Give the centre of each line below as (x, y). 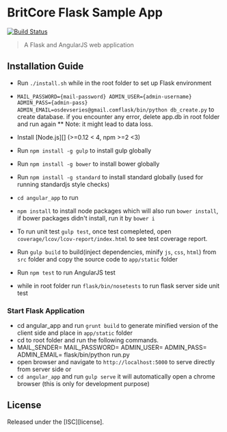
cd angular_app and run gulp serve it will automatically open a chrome (116, 377)
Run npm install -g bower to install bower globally (88, 164)
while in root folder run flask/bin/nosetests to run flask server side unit (118, 285)
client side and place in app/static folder (75, 333)
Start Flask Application (46, 311)
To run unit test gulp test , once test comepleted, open (94, 231)
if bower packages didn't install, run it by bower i (86, 218)
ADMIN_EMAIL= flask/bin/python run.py (73, 355)
